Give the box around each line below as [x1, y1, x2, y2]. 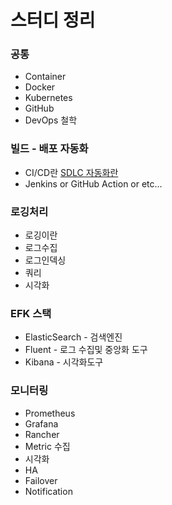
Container [24, 71, 67, 83]
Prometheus [24, 407, 76, 419]
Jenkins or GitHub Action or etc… [24, 177, 163, 190]
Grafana [24, 417, 59, 430]
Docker [24, 81, 56, 93]
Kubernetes [24, 92, 73, 104]
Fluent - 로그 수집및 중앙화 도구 [24, 344, 148, 356]
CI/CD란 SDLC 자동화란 [24, 166, 119, 178]
